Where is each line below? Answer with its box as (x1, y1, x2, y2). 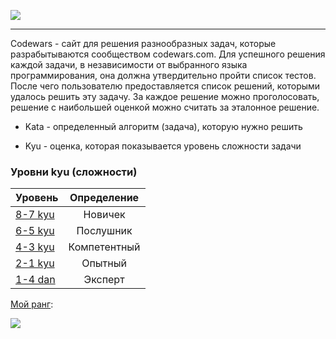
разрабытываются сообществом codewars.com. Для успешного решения (10, 48, 326, 60)
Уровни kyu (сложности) (10, 165, 138, 179)
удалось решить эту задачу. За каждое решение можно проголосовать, (10, 91, 320, 102)
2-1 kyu (15, 256, 55, 270)
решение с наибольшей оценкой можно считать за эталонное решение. (10, 101, 320, 113)
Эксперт (83, 273, 125, 287)
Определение (69, 191, 140, 205)
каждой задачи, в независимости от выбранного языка (10, 59, 248, 70)
